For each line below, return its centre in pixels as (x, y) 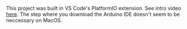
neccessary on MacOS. (34, 20)
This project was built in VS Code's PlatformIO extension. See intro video (94, 8)
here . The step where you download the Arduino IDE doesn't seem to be (93, 14)
